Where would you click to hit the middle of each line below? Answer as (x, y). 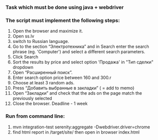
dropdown (23, 67)
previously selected (32, 99)
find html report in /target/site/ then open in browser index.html (76, 132)
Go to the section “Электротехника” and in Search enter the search (81, 47)
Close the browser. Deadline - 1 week (50, 103)
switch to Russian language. (41, 41)
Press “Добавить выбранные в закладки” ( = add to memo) (73, 88)
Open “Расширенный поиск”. (42, 73)
